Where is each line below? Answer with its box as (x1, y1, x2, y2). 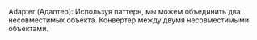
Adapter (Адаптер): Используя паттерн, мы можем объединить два (8, 7, 241, 16)
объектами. (8, 24, 48, 33)
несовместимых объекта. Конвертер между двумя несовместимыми (8, 15, 249, 25)
